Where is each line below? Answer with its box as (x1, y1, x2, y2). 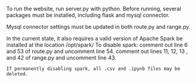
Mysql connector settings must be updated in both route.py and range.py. (6, 24, 191, 30)
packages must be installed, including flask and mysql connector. (6, 11, 170, 19)
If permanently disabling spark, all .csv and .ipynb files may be (6, 66, 181, 72)
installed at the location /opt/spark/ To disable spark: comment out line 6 (6, 42, 188, 48)
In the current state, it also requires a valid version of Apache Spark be (6, 35, 183, 42)
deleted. (6, 71, 29, 77)
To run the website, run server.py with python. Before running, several (6, 5, 181, 12)
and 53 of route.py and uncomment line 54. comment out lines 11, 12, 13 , (6, 48, 188, 55)
